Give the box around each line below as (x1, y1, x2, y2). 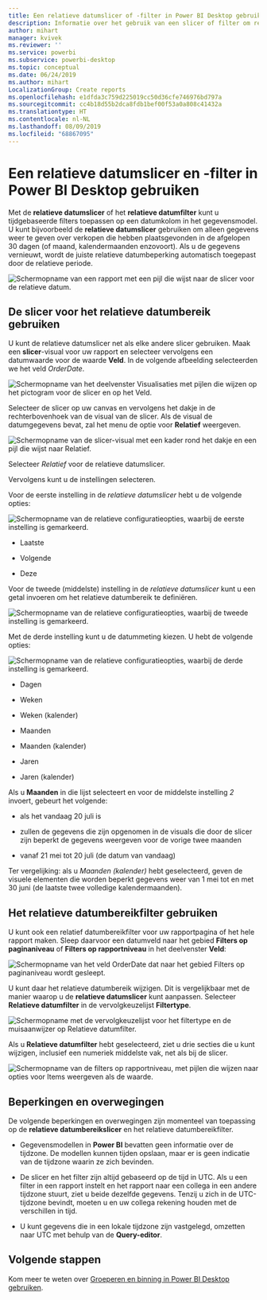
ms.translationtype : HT (8, 108, 87, 116)
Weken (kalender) (19, 710, 79, 720)
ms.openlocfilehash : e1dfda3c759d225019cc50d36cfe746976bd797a (8, 93, 222, 101)
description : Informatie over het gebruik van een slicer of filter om (8, 19, 250, 27)
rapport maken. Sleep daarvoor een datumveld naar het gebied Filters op (8, 936, 248, 945)
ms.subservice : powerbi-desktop (8, 56, 115, 64)
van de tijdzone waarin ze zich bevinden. (19, 1157, 154, 1166)
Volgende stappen (8, 1253, 102, 1267)
